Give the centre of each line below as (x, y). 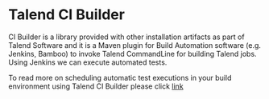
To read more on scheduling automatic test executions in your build (120, 77)
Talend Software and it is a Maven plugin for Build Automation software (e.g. (135, 45)
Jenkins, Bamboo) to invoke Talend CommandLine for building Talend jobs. (132, 53)
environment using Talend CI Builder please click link (96, 86)
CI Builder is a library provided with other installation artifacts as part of (126, 37)
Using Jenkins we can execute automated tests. (88, 62)
